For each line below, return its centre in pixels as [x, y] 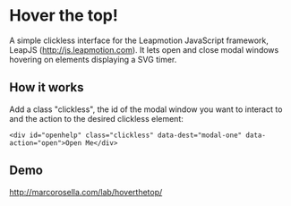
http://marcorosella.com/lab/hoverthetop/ [86, 192]
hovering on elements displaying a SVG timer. [93, 59]
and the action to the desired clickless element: [96, 118]
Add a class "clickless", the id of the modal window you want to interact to [146, 109]
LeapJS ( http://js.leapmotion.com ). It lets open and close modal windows [144, 49]
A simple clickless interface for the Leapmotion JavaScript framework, [139, 40]
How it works [47, 87]
